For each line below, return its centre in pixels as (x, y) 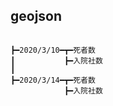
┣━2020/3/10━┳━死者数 (53, 50)
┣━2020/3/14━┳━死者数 (53, 80)
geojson (36, 16)
